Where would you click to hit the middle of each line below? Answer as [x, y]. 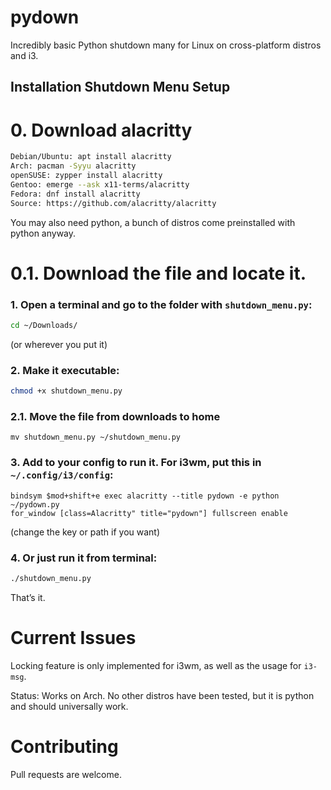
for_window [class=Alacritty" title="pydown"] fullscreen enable [149, 513]
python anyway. [43, 233]
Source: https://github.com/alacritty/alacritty [113, 203]
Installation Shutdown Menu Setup [120, 87]
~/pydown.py [35, 504]
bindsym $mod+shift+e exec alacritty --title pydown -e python [145, 496]
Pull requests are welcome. [66, 774]
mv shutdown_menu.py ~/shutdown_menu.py [96, 437]
